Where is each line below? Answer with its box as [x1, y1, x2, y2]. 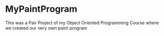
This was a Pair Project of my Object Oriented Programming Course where [5, 20, 159, 26]
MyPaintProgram [5, 3, 78, 15]
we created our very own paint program [5, 25, 88, 31]
